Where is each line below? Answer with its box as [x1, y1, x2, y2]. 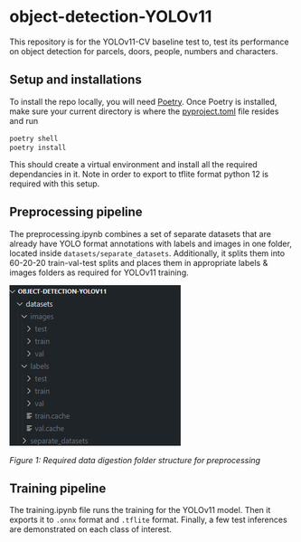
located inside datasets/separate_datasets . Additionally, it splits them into [9, 247, 286, 259]
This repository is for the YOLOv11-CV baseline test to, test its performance [9, 36, 289, 47]
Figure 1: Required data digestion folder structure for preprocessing [9, 454, 260, 465]
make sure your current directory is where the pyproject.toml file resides [9, 106, 279, 117]
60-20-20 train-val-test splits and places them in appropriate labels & [9, 257, 268, 268]
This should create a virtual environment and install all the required [9, 158, 258, 169]
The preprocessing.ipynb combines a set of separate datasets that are [9, 228, 271, 239]
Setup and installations [9, 72, 142, 88]
